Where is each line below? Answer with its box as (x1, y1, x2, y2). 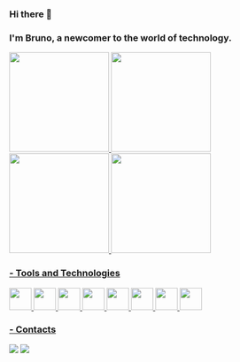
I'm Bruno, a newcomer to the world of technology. (9, 31, 232, 43)
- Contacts (9, 323, 57, 335)
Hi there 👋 (9, 8, 53, 20)
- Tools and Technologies (9, 267, 121, 280)
